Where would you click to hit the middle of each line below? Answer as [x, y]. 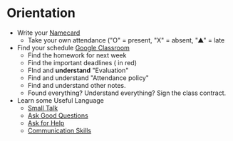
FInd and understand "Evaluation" [78, 70]
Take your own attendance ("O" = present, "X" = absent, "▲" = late [126, 40]
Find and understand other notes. [77, 85]
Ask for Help [46, 123]
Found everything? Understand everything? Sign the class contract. [127, 93]
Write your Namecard [48, 33]
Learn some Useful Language [60, 100]
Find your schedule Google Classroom [73, 47]
